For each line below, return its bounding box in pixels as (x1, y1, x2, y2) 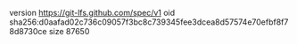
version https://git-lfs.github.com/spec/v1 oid (9, 8, 176, 18)
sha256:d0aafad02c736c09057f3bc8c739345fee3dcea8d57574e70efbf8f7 (9, 17, 289, 27)
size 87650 (48, 26, 90, 36)
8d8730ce (9, 26, 47, 36)
